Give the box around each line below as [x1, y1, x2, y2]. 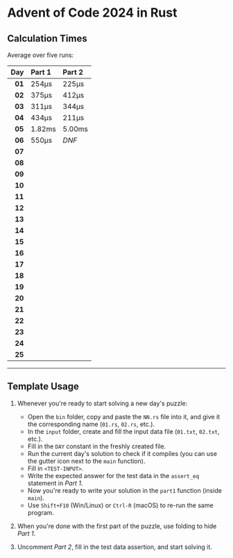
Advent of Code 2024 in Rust [7, 5, 178, 21]
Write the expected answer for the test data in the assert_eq [27, 471, 200, 480]
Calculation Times [7, 33, 88, 44]
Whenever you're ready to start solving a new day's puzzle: [17, 399, 188, 407]
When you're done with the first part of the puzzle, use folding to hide [17, 522, 217, 530]
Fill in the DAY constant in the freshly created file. [27, 442, 166, 450]
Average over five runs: [7, 51, 74, 59]
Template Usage [7, 380, 80, 393]
